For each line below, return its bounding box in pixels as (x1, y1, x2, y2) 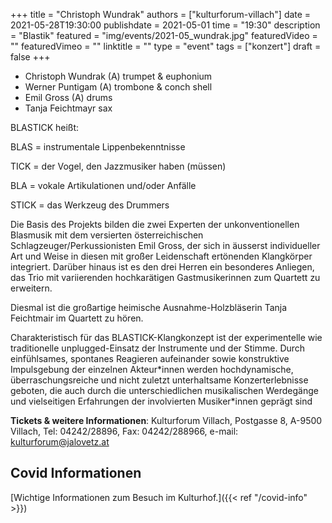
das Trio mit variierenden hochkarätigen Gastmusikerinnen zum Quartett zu (10, 272, 321, 283)
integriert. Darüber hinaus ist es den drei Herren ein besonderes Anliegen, (10, 261, 315, 273)
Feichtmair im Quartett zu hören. (10, 312, 144, 324)
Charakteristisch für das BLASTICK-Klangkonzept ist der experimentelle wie (10, 332, 323, 343)
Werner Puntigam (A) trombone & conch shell (24, 81, 213, 93)
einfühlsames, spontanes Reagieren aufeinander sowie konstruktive (10, 353, 290, 364)
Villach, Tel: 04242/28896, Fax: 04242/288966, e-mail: (10, 425, 239, 437)
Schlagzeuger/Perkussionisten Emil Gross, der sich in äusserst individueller (10, 240, 321, 251)
